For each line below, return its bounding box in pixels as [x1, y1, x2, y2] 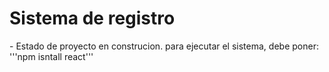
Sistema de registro [9, 7, 176, 30]
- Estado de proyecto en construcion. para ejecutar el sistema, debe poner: [9, 40, 319, 52]
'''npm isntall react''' [9, 50, 94, 62]
